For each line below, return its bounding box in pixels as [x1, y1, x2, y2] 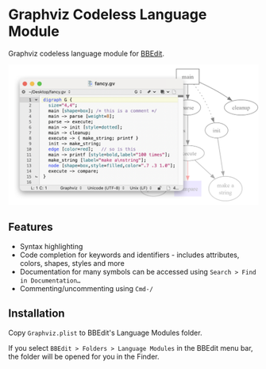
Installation [8, 307, 65, 321]
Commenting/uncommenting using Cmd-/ [19, 283, 153, 293]
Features [8, 221, 53, 234]
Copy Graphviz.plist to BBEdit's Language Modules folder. [8, 328, 202, 337]
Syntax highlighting [19, 241, 83, 251]
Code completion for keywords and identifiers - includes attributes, [19, 250, 240, 259]
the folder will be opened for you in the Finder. [8, 352, 160, 361]
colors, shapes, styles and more [19, 258, 125, 267]
